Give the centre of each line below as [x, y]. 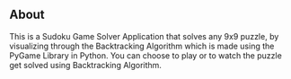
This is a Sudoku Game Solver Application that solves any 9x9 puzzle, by [144, 36]
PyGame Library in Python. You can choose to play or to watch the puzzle [146, 55]
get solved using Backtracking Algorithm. [85, 65]
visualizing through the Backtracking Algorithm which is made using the [142, 46]
